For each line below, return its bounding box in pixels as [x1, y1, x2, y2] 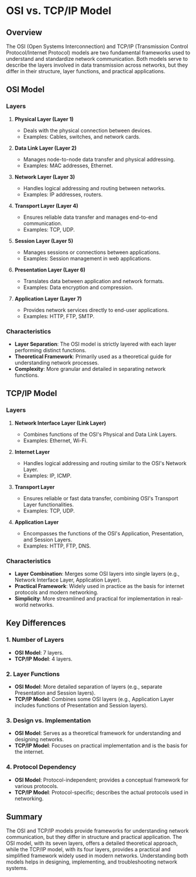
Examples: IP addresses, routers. [23, 191, 103, 198]
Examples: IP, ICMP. [23, 472, 72, 479]
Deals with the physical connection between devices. [23, 127, 152, 134]
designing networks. [14, 736, 64, 743]
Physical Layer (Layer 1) [14, 115, 74, 122]
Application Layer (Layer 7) [14, 295, 82, 302]
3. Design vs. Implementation [6, 716, 91, 724]
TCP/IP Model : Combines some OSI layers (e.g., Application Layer [14, 695, 174, 703]
